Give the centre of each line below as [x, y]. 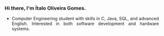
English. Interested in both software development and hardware [85, 24]
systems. [21, 29]
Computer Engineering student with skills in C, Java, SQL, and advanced [85, 19]
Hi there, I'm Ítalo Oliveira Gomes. [45, 8]
